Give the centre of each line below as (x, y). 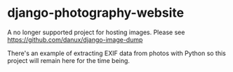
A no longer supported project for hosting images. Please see (96, 32)
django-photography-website (96, 13)
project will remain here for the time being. (68, 60)
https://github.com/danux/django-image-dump (75, 39)
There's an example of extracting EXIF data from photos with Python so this (117, 53)
